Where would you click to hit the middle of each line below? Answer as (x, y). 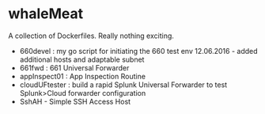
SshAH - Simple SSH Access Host (75, 101)
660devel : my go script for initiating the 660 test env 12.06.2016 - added (139, 51)
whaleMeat (46, 14)
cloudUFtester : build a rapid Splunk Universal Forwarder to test (123, 85)
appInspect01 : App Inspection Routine (83, 76)
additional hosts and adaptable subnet (82, 59)
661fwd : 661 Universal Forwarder (74, 67)
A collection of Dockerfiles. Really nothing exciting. (91, 36)
